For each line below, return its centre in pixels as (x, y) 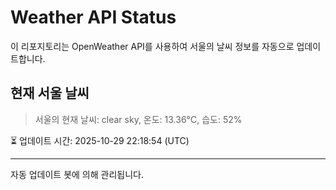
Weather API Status (93, 17)
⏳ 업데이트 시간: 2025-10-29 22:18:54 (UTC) (100, 140)
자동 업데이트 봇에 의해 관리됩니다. (77, 174)
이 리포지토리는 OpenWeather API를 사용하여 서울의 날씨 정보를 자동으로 (152, 46)
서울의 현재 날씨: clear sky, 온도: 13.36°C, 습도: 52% (138, 119)
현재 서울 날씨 (50, 93)
